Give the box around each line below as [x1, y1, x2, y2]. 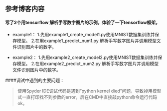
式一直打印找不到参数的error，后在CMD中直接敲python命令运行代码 [17, 94, 158, 100]
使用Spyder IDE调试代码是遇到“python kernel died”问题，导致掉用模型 [17, 88, 162, 94]
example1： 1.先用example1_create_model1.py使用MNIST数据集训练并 [12, 31, 156, 37]
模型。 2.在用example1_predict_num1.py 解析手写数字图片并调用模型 [16, 38, 157, 44]
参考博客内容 [5, 4, 45, 13]
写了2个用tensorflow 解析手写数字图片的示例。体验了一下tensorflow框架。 [5, 19, 161, 25]
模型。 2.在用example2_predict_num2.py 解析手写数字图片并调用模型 [16, 60, 159, 66]
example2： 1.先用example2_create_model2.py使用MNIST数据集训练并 [12, 54, 158, 60]
